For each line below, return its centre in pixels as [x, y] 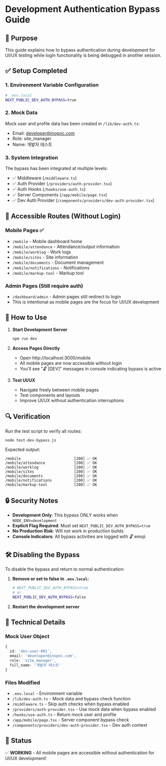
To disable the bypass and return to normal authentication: [65, 569]
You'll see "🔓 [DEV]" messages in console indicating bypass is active [90, 368]
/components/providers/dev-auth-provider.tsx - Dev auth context [80, 725]
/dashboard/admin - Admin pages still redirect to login [67, 297]
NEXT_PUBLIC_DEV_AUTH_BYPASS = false [49, 597]
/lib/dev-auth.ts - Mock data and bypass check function [71, 698]
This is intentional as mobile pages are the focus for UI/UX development [86, 302]
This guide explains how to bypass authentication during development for [80, 50]
